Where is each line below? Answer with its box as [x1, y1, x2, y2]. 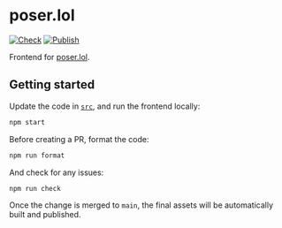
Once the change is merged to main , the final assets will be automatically [9, 200, 274, 210]
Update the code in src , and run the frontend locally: [9, 101, 201, 111]
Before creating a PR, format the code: [9, 133, 149, 144]
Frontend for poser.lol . [9, 51, 90, 62]
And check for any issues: [9, 167, 104, 178]
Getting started [9, 77, 95, 93]
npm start [9, 118, 46, 126]
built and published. [9, 209, 81, 220]
